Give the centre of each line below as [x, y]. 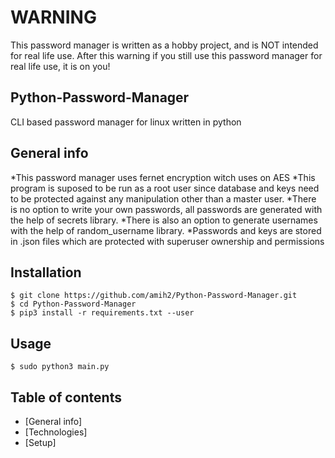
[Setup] [40, 442]
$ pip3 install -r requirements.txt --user [102, 313]
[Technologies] [56, 432]
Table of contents [66, 397]
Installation [46, 272]
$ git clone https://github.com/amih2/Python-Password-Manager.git [154, 296]
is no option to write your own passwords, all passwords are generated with [166, 209]
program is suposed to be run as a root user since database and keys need [165, 188]
